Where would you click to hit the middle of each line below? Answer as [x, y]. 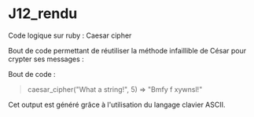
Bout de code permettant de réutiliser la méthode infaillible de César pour [127, 50]
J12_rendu [43, 14]
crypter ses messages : [46, 59]
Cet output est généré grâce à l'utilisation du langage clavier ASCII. [117, 104]
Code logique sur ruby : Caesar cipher [70, 35]
